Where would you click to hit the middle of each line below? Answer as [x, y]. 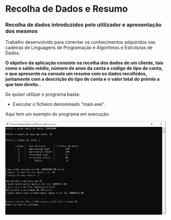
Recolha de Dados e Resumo [67, 9]
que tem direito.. [23, 85]
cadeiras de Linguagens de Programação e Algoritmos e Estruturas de [79, 48]
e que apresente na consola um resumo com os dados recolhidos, [76, 74]
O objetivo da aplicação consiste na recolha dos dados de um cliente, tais [84, 63]
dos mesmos [22, 31]
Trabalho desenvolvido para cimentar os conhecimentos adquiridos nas [80, 42]
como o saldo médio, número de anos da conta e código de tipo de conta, [84, 68]
